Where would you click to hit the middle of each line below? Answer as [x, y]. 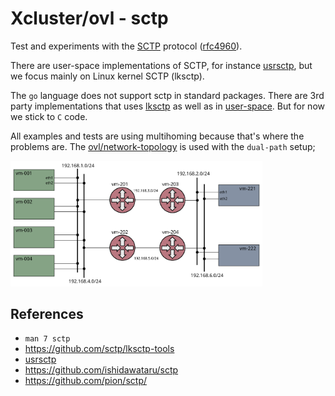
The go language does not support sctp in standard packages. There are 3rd [167, 95]
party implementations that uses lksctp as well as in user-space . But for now [167, 106]
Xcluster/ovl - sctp [89, 18]
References [47, 313]
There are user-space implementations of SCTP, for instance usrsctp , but [161, 65]
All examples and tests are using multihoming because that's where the [157, 136]
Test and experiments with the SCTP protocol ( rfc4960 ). [126, 46]
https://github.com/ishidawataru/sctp [101, 370]
